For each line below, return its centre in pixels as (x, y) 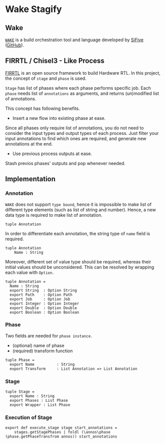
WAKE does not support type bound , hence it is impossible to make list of (78, 204)
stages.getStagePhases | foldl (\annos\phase (62, 432)
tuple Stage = (20, 392)
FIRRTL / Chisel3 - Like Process (55, 61)
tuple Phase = (20, 360)
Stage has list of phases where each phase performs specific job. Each (78, 88)
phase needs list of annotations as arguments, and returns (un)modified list (82, 93)
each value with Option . (29, 272)
